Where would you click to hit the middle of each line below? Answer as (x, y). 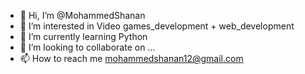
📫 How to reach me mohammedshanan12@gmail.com (131, 58)
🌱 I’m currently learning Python (83, 36)
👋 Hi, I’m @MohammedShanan (82, 15)
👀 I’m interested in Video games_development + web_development (157, 26)
